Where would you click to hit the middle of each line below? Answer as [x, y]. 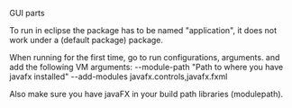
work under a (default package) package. [87, 40]
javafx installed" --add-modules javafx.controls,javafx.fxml [119, 76]
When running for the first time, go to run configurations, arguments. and [145, 57]
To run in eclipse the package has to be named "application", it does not [143, 30]
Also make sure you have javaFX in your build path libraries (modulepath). [146, 94]
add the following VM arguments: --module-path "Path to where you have [146, 67]
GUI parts [27, 13]
